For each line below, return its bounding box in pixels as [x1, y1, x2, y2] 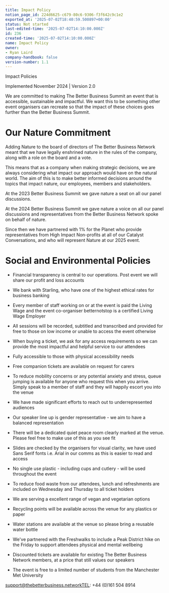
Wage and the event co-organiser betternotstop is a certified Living [12, 308, 153, 314]
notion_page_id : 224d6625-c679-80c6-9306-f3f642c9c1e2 [5, 12, 123, 17]
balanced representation [12, 420, 64, 426]
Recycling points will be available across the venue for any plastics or [12, 506, 157, 512]
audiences [12, 404, 34, 411]
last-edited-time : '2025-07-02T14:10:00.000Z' [5, 26, 105, 32]
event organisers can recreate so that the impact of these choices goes [5, 104, 154, 110]
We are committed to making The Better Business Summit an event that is [5, 93, 158, 99]
